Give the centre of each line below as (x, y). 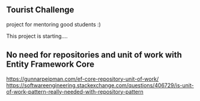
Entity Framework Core (50, 65)
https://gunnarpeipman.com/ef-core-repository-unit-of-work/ (83, 79)
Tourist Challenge (40, 10)
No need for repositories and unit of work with (94, 55)
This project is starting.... (37, 36)
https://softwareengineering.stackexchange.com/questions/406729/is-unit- (100, 85)
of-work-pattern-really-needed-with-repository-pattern (75, 91)
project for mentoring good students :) (53, 24)
